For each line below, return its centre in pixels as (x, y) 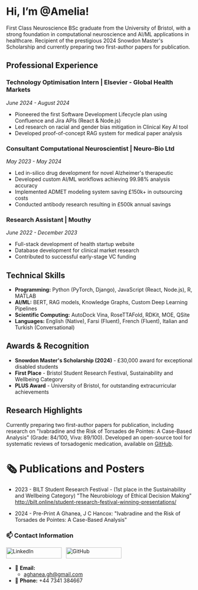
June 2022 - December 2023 (42, 232)
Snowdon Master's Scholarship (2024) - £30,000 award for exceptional (103, 360)
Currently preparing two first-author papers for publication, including (90, 425)
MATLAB (25, 296)
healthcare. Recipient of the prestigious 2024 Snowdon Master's (85, 40)
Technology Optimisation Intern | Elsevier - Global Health (90, 82)
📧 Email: (25, 567)
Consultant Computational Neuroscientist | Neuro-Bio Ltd (90, 148)
